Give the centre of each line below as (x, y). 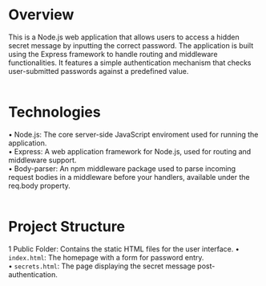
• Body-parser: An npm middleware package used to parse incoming (122, 168)
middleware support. (42, 160)
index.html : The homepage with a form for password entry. (106, 257)
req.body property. (39, 186)
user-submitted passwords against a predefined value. (99, 71)
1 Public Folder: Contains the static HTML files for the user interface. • (124, 249)
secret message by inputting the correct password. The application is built (131, 45)
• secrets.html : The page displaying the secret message (102, 266)
